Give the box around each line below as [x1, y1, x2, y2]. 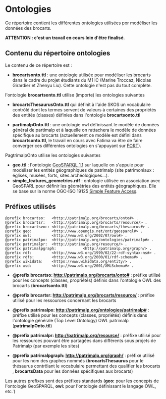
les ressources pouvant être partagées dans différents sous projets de [12, 338, 156, 344]
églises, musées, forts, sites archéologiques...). [12, 172, 109, 178]
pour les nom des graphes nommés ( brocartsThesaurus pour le [12, 357, 144, 363]
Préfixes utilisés [5, 202, 56, 211]
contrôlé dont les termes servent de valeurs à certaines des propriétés [12, 106, 157, 112]
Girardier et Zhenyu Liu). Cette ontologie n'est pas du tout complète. [12, 82, 152, 88]
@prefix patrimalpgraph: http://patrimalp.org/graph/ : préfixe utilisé [12, 352, 155, 358]
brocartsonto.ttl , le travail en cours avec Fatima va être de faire [12, 137, 143, 143]
